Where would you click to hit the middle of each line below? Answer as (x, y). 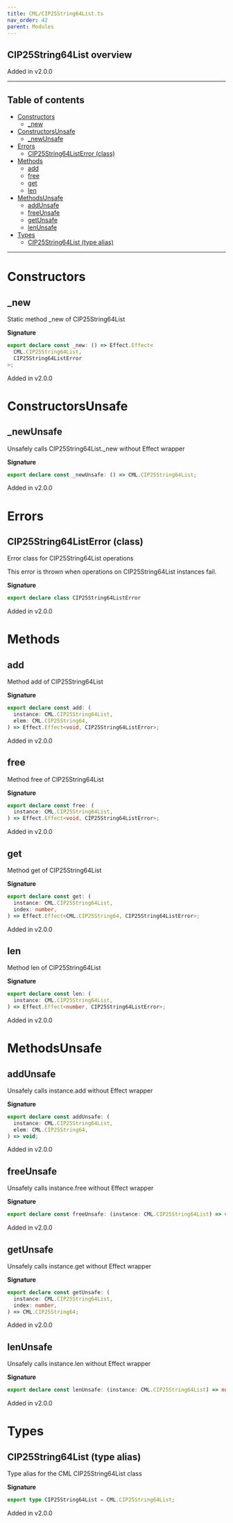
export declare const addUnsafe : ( (59, 1117)
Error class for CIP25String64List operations (70, 558)
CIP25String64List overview (70, 55)
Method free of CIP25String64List (55, 779)
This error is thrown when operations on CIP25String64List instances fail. (112, 572)
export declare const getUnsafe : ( (59, 1292)
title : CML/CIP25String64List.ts (55, 14)
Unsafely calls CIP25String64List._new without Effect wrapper (96, 449)
